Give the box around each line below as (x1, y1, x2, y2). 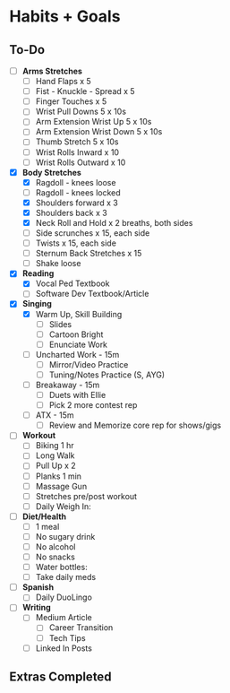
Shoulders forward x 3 (35, 197, 118, 208)
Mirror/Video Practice (48, 359, 129, 369)
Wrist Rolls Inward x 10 (35, 146, 119, 158)
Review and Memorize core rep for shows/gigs (48, 420, 222, 431)
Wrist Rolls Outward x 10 (35, 157, 126, 168)
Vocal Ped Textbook (35, 278, 110, 289)
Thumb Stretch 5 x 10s (35, 136, 119, 147)
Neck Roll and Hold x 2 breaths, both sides (35, 217, 193, 228)
